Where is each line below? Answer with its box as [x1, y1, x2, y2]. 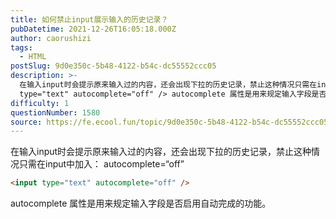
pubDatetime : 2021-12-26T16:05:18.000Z [10, 24, 177, 34]
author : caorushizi [10, 33, 92, 43]
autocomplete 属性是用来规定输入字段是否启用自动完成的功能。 [10, 197, 272, 210]
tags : [10, 42, 33, 53]
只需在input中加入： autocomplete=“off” [18, 158, 185, 170]
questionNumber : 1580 [10, 107, 101, 118]
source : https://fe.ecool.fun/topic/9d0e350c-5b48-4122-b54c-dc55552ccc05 [10, 117, 329, 127]
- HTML [19, 52, 47, 62]
